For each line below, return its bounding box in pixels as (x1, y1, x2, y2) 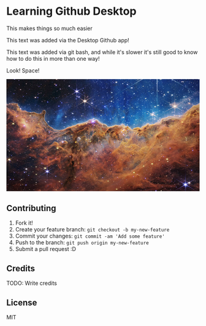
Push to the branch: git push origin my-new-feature (15, 239, 149, 246)
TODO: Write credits (6, 279, 57, 287)
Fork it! (15, 219, 34, 227)
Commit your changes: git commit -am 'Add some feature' (15, 232, 166, 240)
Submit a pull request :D (15, 246, 77, 253)
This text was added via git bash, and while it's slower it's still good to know (6, 48, 198, 56)
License (6, 297, 37, 308)
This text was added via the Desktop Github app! (6, 36, 130, 44)
